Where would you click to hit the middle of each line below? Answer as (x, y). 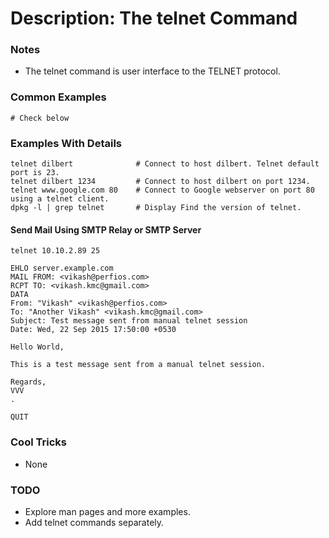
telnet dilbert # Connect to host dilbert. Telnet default (165, 164)
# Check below (40, 118)
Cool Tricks (38, 442)
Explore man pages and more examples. (107, 511)
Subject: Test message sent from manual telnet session (129, 321)
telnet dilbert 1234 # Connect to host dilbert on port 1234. (160, 182)
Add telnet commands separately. (94, 522)
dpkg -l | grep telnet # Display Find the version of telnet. (156, 208)
